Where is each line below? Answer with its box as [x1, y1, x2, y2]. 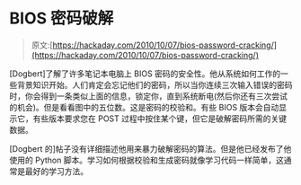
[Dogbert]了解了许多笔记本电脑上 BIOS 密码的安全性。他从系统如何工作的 [9, 68, 281, 79]
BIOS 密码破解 [9, 8, 114, 29]
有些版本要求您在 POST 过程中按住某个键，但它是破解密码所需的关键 [32, 113, 288, 124]
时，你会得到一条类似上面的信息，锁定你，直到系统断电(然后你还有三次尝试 [9, 91, 288, 101]
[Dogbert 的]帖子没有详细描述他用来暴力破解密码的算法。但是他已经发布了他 [9, 143, 292, 154]
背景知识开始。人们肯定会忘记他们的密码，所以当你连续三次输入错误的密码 [16, 79, 293, 90]
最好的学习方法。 [24, 165, 88, 176]
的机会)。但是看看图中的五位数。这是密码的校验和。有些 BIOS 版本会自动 [9, 101, 279, 112]
